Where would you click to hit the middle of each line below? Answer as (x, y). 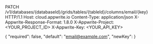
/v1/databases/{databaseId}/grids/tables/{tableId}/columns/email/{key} (76, 12)
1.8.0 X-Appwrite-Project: (89, 22)
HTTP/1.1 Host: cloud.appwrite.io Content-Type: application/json (69, 17)
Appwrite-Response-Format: (34, 22)
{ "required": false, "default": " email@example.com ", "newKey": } (70, 36)
